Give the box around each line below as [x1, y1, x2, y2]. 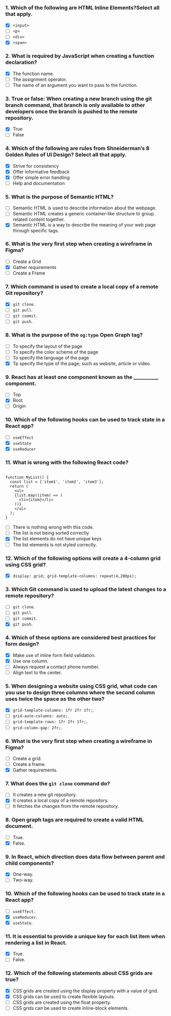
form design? [5, 641, 39, 648]
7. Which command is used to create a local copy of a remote [5, 283, 159, 290]
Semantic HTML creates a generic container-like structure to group [12, 211, 154, 217]
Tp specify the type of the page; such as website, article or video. [12, 360, 152, 367]
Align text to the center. [12, 669, 62, 675]
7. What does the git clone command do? [5, 780, 110, 787]
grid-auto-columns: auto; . [12, 713, 69, 719]
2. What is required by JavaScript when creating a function [5, 53, 155, 60]
